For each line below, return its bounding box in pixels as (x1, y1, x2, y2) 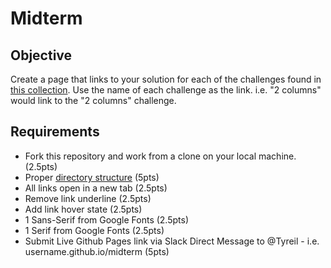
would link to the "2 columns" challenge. (10, 95, 177, 106)
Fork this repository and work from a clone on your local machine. (24, 150, 297, 162)
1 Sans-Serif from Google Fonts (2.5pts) (24, 213, 190, 226)
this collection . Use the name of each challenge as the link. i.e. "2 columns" (10, 84, 322, 96)
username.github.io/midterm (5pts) (24, 245, 170, 257)
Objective (10, 47, 73, 64)
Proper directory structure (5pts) (24, 171, 160, 183)
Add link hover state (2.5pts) (24, 203, 143, 215)
